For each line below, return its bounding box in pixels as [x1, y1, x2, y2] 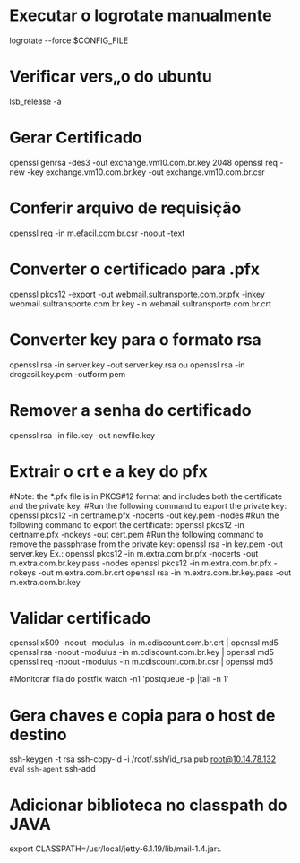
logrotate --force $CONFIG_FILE [9, 35, 129, 46]
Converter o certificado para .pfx [9, 259, 261, 279]
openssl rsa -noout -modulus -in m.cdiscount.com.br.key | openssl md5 [9, 647, 275, 658]
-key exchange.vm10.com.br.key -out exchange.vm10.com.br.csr [26, 167, 266, 177]
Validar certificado [9, 608, 151, 628]
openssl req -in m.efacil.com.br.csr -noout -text [9, 228, 185, 238]
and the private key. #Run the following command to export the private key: [9, 500, 287, 511]
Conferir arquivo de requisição [9, 198, 242, 218]
